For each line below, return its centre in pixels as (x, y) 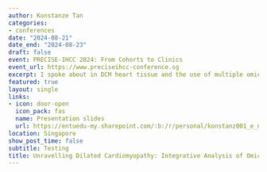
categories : (28, 23)
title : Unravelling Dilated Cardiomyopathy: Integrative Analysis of (126, 155)
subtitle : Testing (39, 148)
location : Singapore (43, 133)
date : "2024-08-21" (41, 38)
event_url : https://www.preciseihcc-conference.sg (94, 67)
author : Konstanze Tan (46, 15)
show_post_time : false (46, 141)
